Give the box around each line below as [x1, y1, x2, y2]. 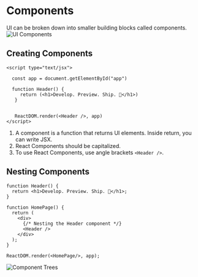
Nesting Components [6, 166, 90, 177]
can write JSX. [15, 136, 53, 143]
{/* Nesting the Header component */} [22, 220, 122, 227]
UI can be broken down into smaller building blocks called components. [6, 24, 187, 31]
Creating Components [6, 49, 93, 59]
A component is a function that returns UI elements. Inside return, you [15, 129, 192, 136]
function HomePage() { [6, 204, 64, 211]
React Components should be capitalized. [15, 142, 121, 149]
